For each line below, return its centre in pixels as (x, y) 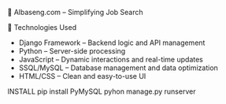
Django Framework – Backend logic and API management (112, 43)
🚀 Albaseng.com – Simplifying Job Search (75, 12)
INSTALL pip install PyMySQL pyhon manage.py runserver (102, 91)
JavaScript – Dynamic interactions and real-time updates (111, 59)
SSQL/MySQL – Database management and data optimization (118, 68)
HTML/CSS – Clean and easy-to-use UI (82, 76)
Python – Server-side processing (72, 51)
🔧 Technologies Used (42, 27)
